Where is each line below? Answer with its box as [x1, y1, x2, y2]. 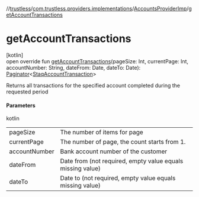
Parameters [6, 102, 36, 109]
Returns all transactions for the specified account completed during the [6, 82, 181, 89]
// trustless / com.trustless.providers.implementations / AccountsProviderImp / [6, 5, 189, 12]
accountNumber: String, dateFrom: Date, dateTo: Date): [6, 64, 141, 71]
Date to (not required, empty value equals [60, 174, 176, 182]
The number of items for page [60, 128, 143, 137]
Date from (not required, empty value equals [60, 157, 184, 165]
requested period [6, 88, 49, 95]
